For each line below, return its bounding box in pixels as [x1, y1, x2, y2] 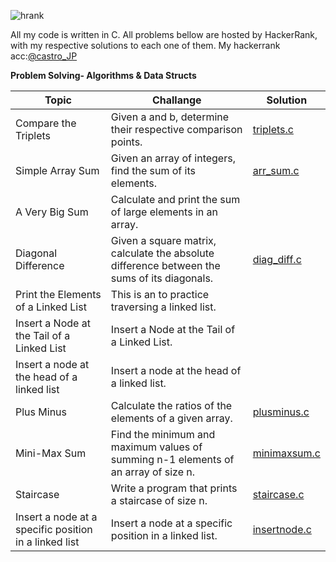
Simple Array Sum [15, 164, 100, 177]
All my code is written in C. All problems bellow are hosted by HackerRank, [10, 29, 318, 40]
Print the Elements [15, 288, 102, 301]
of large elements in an [110, 205, 218, 219]
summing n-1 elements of [110, 453, 235, 466]
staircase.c [252, 488, 305, 501]
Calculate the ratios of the [110, 399, 233, 412]
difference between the [110, 259, 221, 272]
